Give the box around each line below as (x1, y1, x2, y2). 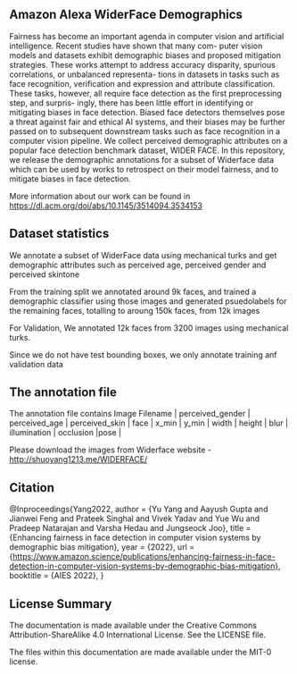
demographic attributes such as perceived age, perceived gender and (9, 259, 267, 270)
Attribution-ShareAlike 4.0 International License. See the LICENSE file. (9, 629, 266, 640)
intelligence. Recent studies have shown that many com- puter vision (9, 40, 263, 51)
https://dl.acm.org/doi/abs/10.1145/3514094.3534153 (9, 200, 203, 211)
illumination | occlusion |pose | (9, 427, 122, 438)
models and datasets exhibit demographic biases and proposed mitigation (9, 49, 282, 61)
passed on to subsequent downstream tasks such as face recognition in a (9, 125, 281, 137)
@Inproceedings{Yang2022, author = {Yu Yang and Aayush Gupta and (9, 504, 268, 515)
